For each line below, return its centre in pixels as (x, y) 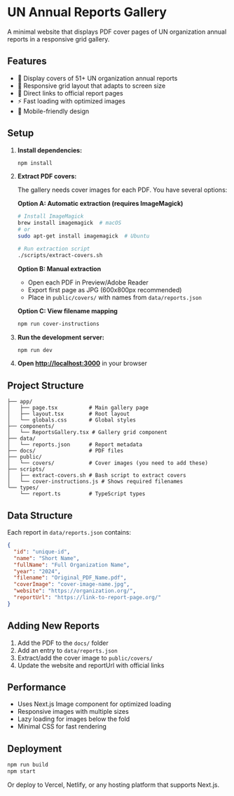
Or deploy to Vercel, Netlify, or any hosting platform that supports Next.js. (113, 785)
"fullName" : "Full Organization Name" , (72, 565)
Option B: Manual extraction (59, 268)
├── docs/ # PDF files (66, 451)
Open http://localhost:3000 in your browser (82, 363)
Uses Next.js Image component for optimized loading (94, 704)
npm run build (28, 765)
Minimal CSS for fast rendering (62, 726)
